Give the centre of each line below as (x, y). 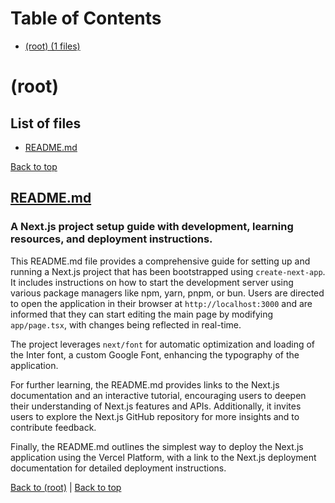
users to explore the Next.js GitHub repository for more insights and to (155, 416)
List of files (46, 123)
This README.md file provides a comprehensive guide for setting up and (160, 261)
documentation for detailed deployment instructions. (118, 468)
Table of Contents (86, 18)
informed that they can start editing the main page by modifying (142, 314)
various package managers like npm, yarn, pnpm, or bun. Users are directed (167, 293)
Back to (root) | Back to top (66, 487)
